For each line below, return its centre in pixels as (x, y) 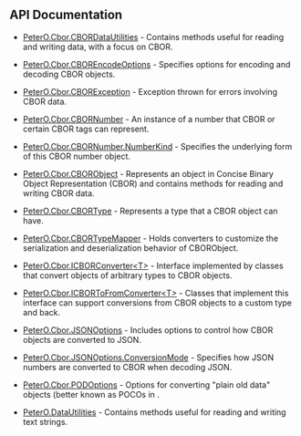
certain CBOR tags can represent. (86, 129)
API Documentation (66, 15)
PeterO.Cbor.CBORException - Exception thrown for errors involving (150, 91)
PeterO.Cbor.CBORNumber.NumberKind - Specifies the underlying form (157, 146)
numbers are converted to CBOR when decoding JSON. (127, 367)
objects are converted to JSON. (82, 339)
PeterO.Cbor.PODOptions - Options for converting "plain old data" (146, 384)
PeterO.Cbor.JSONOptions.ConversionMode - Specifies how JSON (148, 357)
